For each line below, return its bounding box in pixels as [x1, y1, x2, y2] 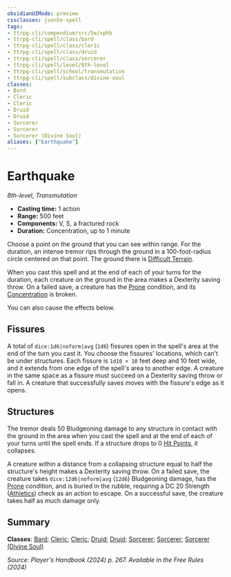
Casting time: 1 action [17, 205, 81, 213]
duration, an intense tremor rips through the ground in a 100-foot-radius [7, 247, 212, 256]
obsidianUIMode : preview [7, 10, 79, 17]
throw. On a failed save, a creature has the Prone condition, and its [7, 283, 197, 291]
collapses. [7, 446, 37, 455]
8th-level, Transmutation [7, 191, 77, 200]
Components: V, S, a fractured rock [17, 219, 119, 228]
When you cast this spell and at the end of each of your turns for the [7, 268, 202, 276]
